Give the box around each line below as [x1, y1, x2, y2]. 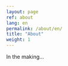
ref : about [6, 14, 33, 20]
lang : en [6, 20, 28, 26]
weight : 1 [6, 37, 31, 43]
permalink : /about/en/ [6, 25, 63, 32]
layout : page [6, 8, 39, 15]
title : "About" [6, 31, 44, 37]
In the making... [6, 53, 45, 60]
